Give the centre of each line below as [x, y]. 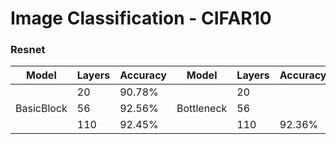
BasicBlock [41, 109]
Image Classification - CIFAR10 [141, 18]
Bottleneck [202, 109]
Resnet [28, 50]
